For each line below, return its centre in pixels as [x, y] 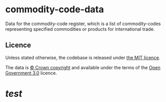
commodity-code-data [55, 9]
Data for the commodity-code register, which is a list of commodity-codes [83, 24]
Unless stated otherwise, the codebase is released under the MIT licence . [83, 57]
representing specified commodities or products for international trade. [80, 29]
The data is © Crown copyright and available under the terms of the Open [83, 67]
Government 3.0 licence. [31, 73]
